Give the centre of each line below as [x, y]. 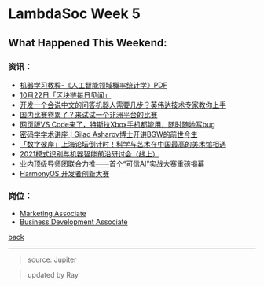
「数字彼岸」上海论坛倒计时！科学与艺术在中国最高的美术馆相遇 [123, 144]
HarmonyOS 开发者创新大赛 [64, 173]
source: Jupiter [52, 259]
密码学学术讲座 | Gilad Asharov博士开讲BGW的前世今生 [108, 134]
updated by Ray [53, 275]
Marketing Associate [53, 214]
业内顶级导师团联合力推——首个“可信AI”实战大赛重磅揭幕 [112, 164]
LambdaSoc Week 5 [75, 14]
